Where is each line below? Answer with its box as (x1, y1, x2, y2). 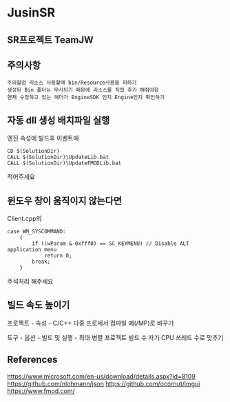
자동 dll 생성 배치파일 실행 (7, 114, 110, 126)
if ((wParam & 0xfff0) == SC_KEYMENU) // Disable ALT (32, 240, 189, 247)
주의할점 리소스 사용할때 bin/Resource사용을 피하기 (7, 79, 137, 87)
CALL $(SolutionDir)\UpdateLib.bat (7, 154, 109, 161)
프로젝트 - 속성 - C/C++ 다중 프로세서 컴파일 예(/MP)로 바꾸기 (7, 319, 174, 327)
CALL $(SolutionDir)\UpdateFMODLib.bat (7, 160, 122, 167)
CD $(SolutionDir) (7, 148, 60, 155)
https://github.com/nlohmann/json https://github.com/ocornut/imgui (7, 379, 200, 388)
